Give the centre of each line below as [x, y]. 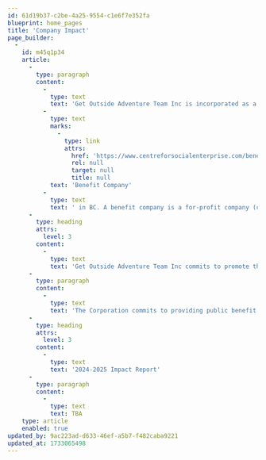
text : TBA [66, 414]
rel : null [87, 163]
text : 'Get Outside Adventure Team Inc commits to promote [149, 266]
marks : [61, 126]
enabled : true [45, 428]
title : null [91, 178]
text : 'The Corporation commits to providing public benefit [153, 310]
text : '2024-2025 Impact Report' [105, 370]
